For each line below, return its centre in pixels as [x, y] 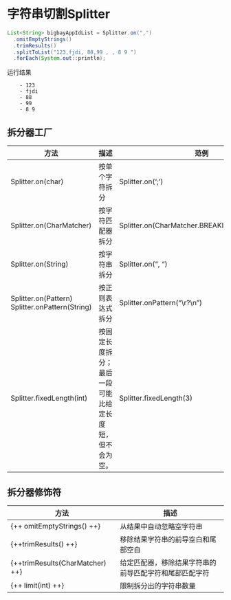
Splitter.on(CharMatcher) [51, 225]
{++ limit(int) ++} [37, 585]
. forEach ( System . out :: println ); [60, 58]
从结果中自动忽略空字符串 [161, 526]
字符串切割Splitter [59, 14]
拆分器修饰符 [34, 492]
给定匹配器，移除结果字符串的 [168, 562]
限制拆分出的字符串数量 [158, 586]
